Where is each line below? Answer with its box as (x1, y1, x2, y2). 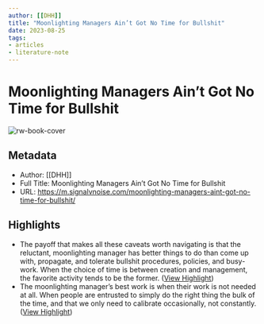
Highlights (8, 218, 61, 232)
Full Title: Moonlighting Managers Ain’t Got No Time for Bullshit (19, 178, 226, 187)
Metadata (8, 148, 57, 163)
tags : (8, 33, 26, 42)
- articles (8, 41, 44, 49)
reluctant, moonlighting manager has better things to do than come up (19, 248, 250, 257)
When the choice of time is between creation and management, (40, 264, 248, 274)
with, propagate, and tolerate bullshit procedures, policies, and (19, 256, 224, 266)
